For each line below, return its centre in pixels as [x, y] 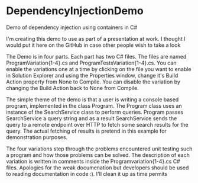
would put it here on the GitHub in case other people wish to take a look [93, 45]
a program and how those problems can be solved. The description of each [98, 155]
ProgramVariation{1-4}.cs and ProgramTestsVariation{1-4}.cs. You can [91, 63]
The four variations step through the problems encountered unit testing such [99, 149]
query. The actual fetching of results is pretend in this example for [86, 131]
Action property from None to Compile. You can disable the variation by [93, 82]
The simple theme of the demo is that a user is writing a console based [92, 99]
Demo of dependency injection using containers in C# [72, 27]
